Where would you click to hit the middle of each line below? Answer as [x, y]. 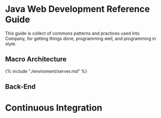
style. [11, 43]
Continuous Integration [54, 108]
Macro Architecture [36, 59]
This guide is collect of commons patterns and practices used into [72, 33]
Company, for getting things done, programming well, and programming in [81, 39]
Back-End [20, 87]
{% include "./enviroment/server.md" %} [46, 71]
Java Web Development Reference [78, 9]
